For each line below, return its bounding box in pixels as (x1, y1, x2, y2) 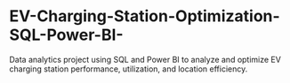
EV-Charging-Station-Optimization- (9, 6, 280, 26)
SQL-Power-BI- (9, 25, 124, 45)
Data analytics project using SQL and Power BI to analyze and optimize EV (9, 54, 282, 64)
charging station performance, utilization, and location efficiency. (9, 64, 248, 74)
